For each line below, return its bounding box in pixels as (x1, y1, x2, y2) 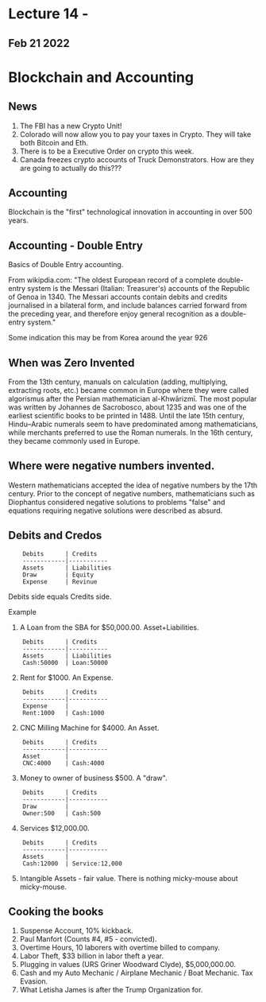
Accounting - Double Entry (8, 239, 144, 252)
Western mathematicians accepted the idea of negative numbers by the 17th (8, 480, 258, 490)
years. (8, 216, 29, 225)
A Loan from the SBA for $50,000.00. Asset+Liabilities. (19, 622, 199, 632)
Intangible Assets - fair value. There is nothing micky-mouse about (19, 873, 238, 883)
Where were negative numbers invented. (8, 459, 215, 473)
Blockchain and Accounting (8, 68, 195, 86)
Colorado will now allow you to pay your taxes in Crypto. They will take (19, 129, 252, 139)
